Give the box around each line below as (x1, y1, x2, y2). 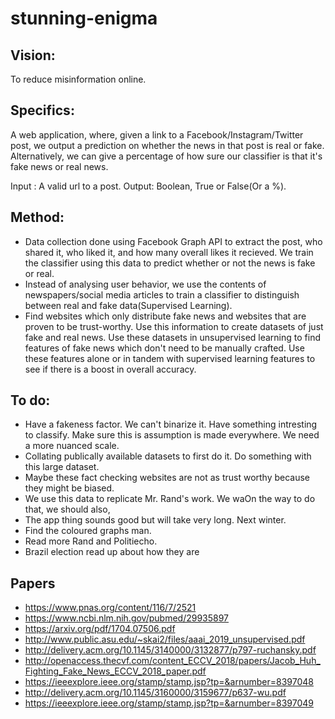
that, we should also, (24, 503, 111, 516)
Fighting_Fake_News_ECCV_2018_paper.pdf (24, 665, 207, 677)
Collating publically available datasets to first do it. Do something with (24, 450, 312, 462)
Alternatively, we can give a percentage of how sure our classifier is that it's (10, 150, 323, 162)
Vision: (10, 47, 56, 64)
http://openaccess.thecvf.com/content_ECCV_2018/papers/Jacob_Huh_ (24, 655, 321, 667)
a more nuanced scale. (24, 440, 120, 452)
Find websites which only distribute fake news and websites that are (24, 310, 307, 322)
